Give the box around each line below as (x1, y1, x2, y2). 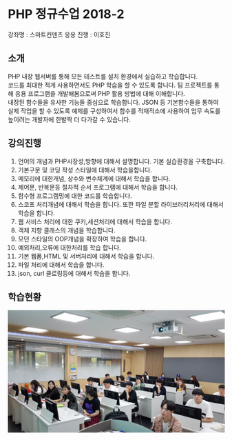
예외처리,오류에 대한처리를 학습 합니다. (17, 243, 121, 252)
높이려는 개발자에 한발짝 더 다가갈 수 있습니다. (8, 115, 131, 123)
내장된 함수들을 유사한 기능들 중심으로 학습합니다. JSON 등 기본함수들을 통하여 (8, 98, 219, 106)
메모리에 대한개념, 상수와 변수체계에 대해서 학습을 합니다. (17, 174, 171, 183)
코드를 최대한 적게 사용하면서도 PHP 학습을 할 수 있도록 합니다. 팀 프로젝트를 (8, 81, 213, 89)
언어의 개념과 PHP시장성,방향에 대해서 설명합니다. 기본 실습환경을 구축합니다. (17, 157, 225, 166)
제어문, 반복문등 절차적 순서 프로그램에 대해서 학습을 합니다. (17, 183, 178, 191)
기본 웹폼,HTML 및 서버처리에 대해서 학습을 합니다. (17, 252, 155, 260)
